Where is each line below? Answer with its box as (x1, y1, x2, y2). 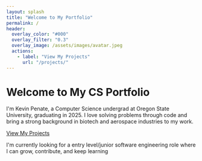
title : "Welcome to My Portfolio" (6, 14, 93, 21)
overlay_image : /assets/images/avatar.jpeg (11, 43, 122, 49)
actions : (11, 48, 34, 54)
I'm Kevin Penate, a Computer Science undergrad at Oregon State (6, 105, 170, 112)
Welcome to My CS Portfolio (6, 85, 150, 99)
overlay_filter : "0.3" (11, 37, 69, 43)
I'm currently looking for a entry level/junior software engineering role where (6, 141, 196, 148)
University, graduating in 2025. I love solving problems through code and (6, 112, 188, 119)
